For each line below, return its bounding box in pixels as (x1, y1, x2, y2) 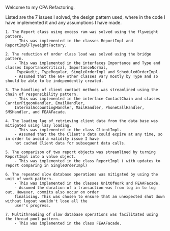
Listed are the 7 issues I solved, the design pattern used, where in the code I (5, 14, 165, 20)
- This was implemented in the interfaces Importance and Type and (14, 61, 160, 66)
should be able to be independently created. (5, 78, 103, 83)
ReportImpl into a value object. (5, 154, 76, 159)
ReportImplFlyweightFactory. (5, 43, 67, 48)
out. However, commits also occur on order (5, 190, 99, 195)
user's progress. (14, 203, 51, 208)
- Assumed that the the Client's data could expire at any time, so (14, 132, 163, 137)
